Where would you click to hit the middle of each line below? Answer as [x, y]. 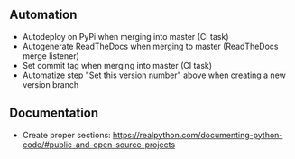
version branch [51, 84]
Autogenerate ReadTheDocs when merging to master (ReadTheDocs [150, 46]
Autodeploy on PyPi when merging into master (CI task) [125, 36]
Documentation [54, 113]
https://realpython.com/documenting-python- [198, 135]
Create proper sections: [66, 135]
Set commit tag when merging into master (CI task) [117, 65]
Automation [43, 15]
